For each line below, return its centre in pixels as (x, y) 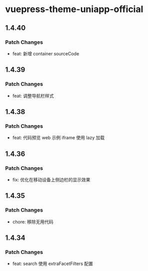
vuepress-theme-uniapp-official (74, 9)
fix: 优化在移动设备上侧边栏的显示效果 (51, 179)
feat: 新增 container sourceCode (46, 53)
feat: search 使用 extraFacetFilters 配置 (53, 264)
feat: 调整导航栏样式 (33, 96)
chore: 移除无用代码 (33, 222)
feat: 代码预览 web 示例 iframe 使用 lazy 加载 (58, 138)
